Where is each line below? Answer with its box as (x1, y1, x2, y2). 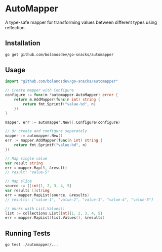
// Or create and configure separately (5, 129, 87, 134)
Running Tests (5, 229, 50, 238)
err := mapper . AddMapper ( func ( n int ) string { (5, 138, 103, 143)
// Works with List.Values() (5, 206, 65, 211)
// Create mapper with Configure (5, 88, 74, 93)
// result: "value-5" (5, 170, 50, 175)
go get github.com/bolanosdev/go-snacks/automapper (5, 52, 114, 57)
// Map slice (5, 179, 32, 184)
